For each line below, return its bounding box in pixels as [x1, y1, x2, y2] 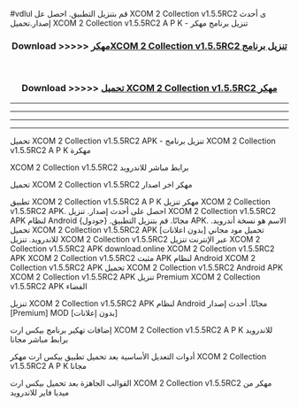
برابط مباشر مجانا [10, 334, 69, 344]
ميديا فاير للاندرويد [10, 387, 70, 397]
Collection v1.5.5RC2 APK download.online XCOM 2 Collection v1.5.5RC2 [10, 243, 275, 254]
